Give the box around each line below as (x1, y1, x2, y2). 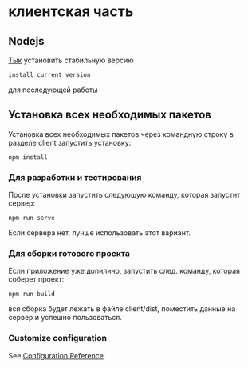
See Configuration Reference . (8, 350, 106, 360)
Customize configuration (8, 333, 108, 344)
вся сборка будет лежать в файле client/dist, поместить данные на (8, 304, 236, 314)
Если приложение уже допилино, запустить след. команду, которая (8, 266, 241, 276)
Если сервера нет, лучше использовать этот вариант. (8, 228, 191, 238)
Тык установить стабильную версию (8, 55, 134, 65)
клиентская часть (8, 2, 134, 21)
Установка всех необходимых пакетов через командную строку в (8, 129, 234, 138)
